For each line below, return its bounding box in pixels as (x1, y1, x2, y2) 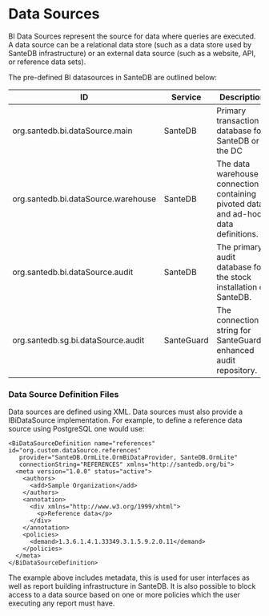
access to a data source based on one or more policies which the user (8, 590, 240, 600)
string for (216, 324, 251, 335)
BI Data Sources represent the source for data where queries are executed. (8, 31, 256, 41)
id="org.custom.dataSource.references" (8, 447, 142, 455)
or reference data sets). (8, 57, 86, 67)
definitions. (216, 228, 259, 239)
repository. (216, 364, 258, 375)
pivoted (216, 198, 246, 209)
